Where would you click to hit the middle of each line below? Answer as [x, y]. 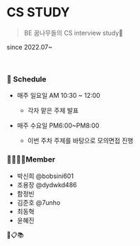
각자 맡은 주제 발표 [53, 111]
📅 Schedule [27, 79]
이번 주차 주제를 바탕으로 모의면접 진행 [80, 141]
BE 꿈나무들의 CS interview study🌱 [74, 33]
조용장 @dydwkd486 [47, 184]
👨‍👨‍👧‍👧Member [31, 160]
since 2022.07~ [30, 47]
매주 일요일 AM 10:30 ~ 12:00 [58, 96]
